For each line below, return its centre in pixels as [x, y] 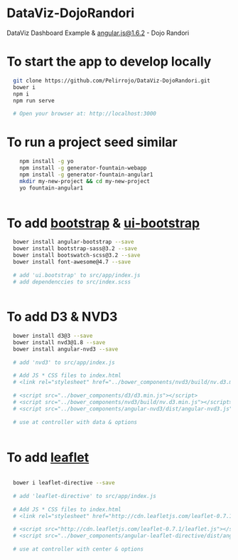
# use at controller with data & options [75, 422]
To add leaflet [48, 457]
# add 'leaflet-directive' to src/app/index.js [85, 496]
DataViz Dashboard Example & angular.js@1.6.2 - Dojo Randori [98, 33]
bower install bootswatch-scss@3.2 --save [77, 255]
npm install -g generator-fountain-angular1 [86, 175]
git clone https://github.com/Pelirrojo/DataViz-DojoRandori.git [112, 81]
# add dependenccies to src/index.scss [72, 282]
